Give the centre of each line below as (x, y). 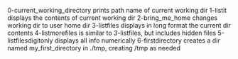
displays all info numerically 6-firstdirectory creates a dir (137, 41)
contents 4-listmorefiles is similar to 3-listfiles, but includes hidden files (112, 33)
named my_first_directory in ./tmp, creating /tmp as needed (94, 48)
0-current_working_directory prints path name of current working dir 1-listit (117, 10)
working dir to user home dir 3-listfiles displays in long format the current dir (119, 25)
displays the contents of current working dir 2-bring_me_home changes (113, 18)
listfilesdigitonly (30, 41)
